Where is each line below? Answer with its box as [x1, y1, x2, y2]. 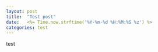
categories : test [6, 24, 48, 31]
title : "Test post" [6, 14, 57, 20]
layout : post [6, 8, 38, 14]
